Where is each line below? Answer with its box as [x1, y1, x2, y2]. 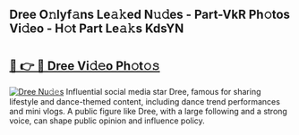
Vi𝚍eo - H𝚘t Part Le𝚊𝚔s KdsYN [9, 21, 184, 37]
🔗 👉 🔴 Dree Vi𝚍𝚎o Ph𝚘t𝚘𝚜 [9, 58, 160, 73]
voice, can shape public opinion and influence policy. [9, 115, 206, 126]
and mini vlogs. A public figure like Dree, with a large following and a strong [9, 106, 288, 116]
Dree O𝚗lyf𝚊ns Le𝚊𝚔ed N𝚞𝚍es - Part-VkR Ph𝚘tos [9, 7, 291, 22]
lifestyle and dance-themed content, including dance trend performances [9, 97, 280, 106]
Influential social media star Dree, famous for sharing [65, 87, 261, 97]
